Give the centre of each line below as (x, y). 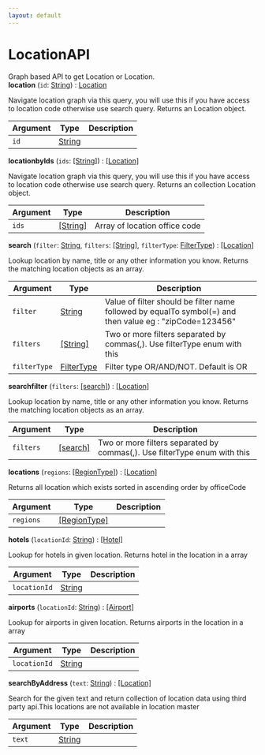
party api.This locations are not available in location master (104, 706)
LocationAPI (49, 54)
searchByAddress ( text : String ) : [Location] (80, 682)
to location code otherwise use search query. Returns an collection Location (132, 184)
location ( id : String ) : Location (58, 84)
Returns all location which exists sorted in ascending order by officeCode (127, 487)
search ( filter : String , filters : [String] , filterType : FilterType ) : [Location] (131, 245)
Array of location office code (147, 226)
